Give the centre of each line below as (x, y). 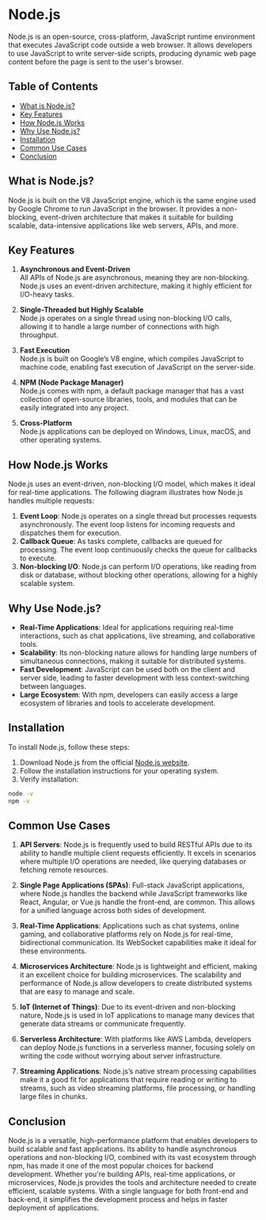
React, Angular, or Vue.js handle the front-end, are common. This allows (137, 902)
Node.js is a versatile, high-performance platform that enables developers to (133, 1141)
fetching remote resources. (64, 870)
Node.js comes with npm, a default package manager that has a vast (131, 391)
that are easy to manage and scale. (77, 992)
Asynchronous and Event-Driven (75, 269)
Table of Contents (53, 87)
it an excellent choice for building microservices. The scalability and (130, 975)
